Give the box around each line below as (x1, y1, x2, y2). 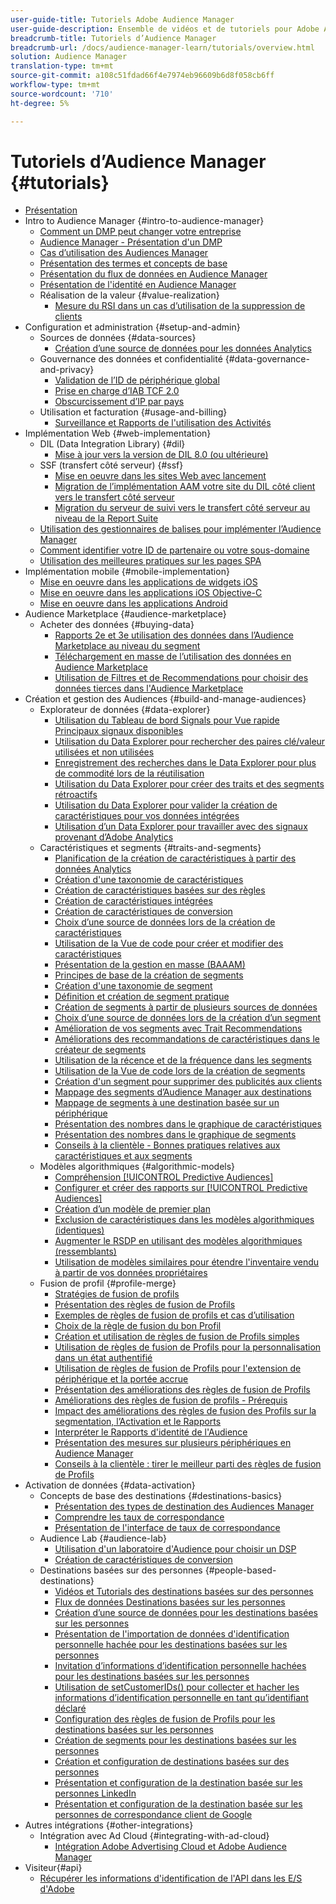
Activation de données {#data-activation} (24, 1479, 196, 1491)
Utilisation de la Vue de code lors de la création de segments (54, 1065, 306, 1077)
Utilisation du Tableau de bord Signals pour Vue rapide (54, 714, 280, 726)
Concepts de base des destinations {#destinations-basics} (39, 1490, 283, 1502)
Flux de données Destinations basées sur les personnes (54, 1596, 286, 1608)
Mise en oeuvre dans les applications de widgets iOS (39, 576, 258, 588)
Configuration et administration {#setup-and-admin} (24, 321, 241, 333)
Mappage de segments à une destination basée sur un (54, 1097, 280, 1109)
